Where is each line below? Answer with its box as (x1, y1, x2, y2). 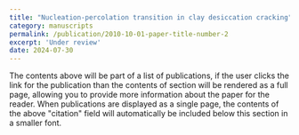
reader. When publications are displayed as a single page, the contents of (9, 99, 279, 109)
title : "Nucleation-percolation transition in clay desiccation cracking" (9, 12, 293, 22)
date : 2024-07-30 (9, 46, 74, 55)
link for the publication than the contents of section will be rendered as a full (9, 80, 288, 91)
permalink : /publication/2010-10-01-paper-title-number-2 (9, 29, 229, 38)
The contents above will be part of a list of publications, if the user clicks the (9, 70, 289, 81)
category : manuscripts (9, 21, 93, 30)
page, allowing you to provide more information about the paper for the (9, 90, 270, 100)
